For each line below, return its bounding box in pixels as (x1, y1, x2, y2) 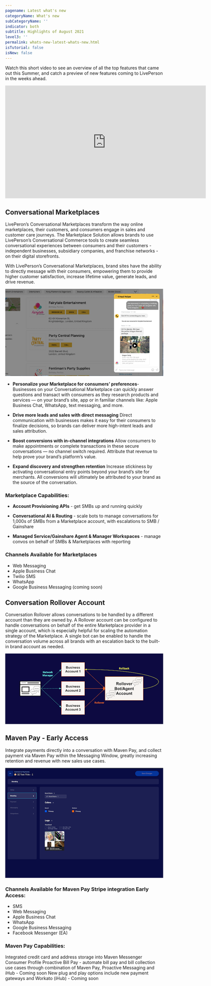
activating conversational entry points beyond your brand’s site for (12, 469, 150, 475)
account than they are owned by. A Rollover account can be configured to (5, 617, 158, 623)
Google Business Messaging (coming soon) (12, 584, 103, 590)
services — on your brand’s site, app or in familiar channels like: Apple (12, 397, 158, 403)
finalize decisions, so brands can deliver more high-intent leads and (12, 423, 153, 429)
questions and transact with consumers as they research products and (12, 391, 159, 398)
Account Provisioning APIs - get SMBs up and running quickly (12, 503, 143, 509)
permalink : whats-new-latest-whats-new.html (5, 40, 100, 45)
